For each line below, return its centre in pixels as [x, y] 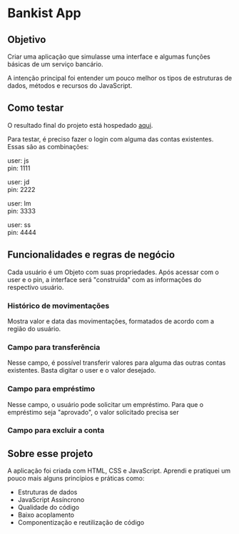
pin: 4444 [22, 232]
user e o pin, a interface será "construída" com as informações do [105, 279]
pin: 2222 [21, 189]
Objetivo [27, 40]
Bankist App [44, 13]
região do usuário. [34, 328]
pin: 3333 [21, 211]
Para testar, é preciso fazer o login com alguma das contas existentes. [111, 139]
